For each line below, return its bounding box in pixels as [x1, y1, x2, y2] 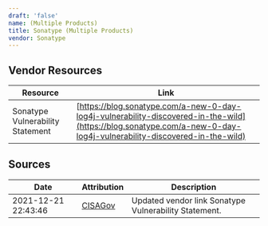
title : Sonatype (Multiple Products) [8, 26, 134, 34]
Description [171, 181, 217, 192]
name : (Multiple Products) [8, 19, 98, 27]
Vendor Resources [8, 63, 103, 77]
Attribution [81, 181, 124, 192]
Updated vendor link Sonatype [131, 195, 246, 206]
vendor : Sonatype [8, 34, 66, 42]
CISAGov [81, 200, 116, 211]
